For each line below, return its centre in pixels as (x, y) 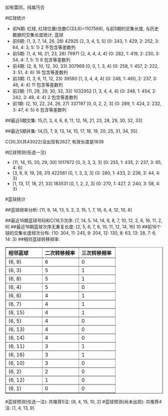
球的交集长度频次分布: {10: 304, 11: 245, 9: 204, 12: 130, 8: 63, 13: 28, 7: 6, (81, 233)
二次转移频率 (60, 253)
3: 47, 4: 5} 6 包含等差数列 (39, 110)
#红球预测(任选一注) (26, 152)
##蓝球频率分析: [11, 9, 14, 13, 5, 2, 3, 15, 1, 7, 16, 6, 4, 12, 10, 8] (69, 210)
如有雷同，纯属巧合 (25, 7)
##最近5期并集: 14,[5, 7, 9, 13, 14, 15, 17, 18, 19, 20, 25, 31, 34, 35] (71, 131)
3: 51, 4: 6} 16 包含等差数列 (40, 72)
